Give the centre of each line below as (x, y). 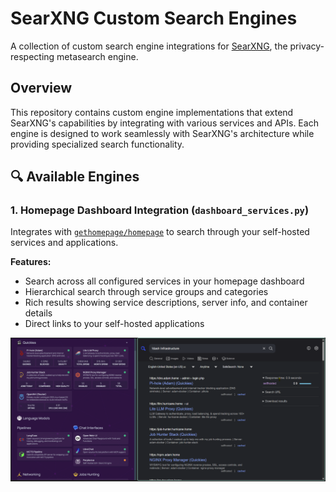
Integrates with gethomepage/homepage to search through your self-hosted (160, 232)
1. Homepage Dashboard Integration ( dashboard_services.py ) (160, 210)
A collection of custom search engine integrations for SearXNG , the (149, 46)
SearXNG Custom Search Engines (154, 18)
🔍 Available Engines (75, 177)
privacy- (307, 46)
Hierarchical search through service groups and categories (146, 292)
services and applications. (64, 243)
